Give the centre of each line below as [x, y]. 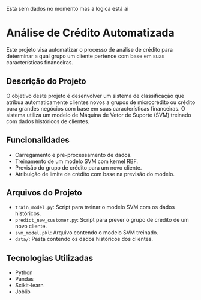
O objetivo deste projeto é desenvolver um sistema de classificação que [95, 96]
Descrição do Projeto [46, 81]
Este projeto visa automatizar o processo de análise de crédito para [89, 49]
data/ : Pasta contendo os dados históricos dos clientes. [84, 239]
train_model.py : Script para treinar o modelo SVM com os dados [95, 207]
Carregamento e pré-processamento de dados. [73, 155]
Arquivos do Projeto [44, 193]
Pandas [24, 279]
